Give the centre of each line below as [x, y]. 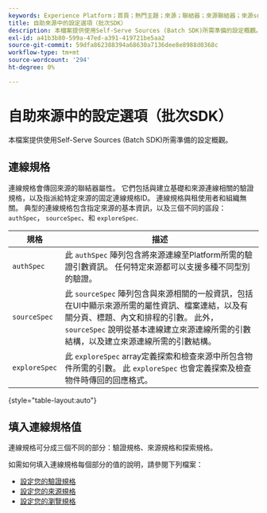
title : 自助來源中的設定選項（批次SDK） [68, 23]
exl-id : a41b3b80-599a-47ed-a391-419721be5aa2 [87, 38]
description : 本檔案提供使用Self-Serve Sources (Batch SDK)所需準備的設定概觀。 [135, 30]
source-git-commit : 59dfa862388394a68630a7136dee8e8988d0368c [113, 45]
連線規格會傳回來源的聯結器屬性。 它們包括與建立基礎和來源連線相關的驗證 [131, 188]
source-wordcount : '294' [49, 60]
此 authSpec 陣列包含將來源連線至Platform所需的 [155, 255]
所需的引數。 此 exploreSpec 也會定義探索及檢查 [162, 368]
